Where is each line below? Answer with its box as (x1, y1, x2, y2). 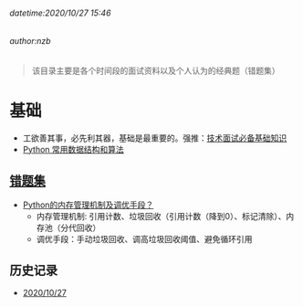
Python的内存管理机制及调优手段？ (22, 199, 154, 210)
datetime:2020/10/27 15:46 (9, 7, 111, 18)
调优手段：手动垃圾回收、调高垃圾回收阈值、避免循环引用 (36, 233, 253, 244)
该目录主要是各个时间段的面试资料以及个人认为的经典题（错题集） (31, 65, 280, 76)
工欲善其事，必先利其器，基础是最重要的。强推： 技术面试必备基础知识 (22, 132, 287, 143)
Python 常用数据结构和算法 (22, 143, 125, 154)
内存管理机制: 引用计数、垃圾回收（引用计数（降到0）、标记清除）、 (36, 210, 287, 221)
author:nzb (9, 36, 52, 47)
